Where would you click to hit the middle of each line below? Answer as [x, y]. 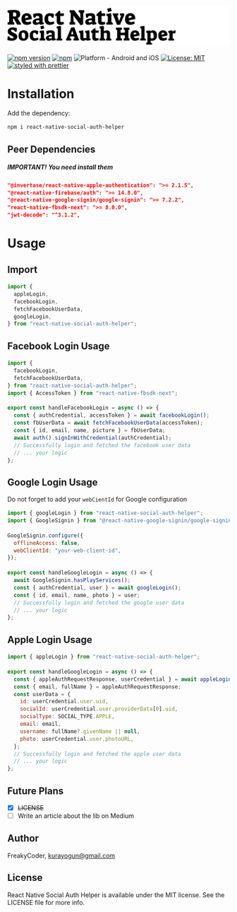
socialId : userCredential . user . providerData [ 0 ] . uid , [99, 709]
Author [23, 839]
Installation [41, 94]
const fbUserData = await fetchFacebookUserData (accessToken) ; [108, 423]
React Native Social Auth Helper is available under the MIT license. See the [116, 895]
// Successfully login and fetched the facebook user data [102, 445]
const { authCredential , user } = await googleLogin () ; [97, 588]
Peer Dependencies [51, 149]
